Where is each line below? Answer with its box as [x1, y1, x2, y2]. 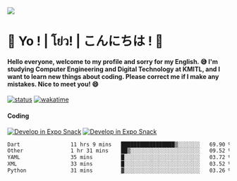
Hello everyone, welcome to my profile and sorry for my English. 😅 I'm [7, 57, 219, 65]
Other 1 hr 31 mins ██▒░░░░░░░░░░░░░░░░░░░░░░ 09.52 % [7, 147, 232, 154]
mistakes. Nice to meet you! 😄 [7, 80, 99, 88]
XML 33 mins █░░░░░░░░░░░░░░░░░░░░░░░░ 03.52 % [7, 161, 232, 168]
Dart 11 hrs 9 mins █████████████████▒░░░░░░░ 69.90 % [7, 141, 232, 148]
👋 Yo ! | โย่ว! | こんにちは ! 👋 [7, 33, 164, 49]
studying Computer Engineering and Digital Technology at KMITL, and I [7, 65, 221, 73]
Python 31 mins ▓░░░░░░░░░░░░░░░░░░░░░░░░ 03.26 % [7, 167, 232, 175]
